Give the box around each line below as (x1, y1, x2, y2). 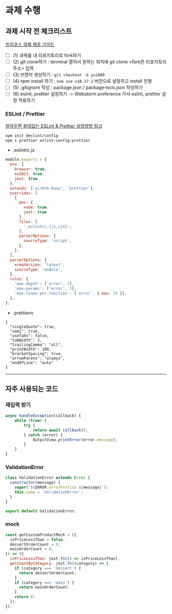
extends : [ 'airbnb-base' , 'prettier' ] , (10, 185, 95, 191)
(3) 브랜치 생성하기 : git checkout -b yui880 (12, 71, 105, 78)
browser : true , (14, 166, 47, 172)
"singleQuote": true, (10, 324, 56, 329)
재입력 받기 (5, 401, 31, 408)
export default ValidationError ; (5, 508, 77, 514)
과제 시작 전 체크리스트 (5, 27, 73, 35)
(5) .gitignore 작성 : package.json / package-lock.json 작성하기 (12, 84, 143, 90)
